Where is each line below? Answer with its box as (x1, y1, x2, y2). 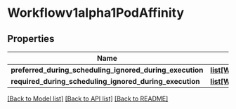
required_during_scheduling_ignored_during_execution (11, 77, 200, 86)
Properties (7, 33, 55, 45)
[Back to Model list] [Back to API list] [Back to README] (7, 94, 169, 103)
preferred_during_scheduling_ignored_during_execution (11, 65, 204, 75)
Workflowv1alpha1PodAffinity (7, 5, 185, 21)
